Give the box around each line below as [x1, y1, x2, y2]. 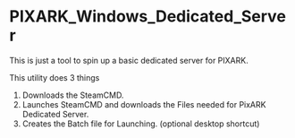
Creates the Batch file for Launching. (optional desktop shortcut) [21, 118, 260, 129]
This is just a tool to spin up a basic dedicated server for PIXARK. [9, 55, 249, 65]
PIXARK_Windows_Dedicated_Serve [9, 6, 286, 27]
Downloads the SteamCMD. [21, 90, 124, 100]
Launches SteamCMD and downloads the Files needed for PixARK [21, 99, 266, 109]
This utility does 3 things [9, 72, 100, 82]
